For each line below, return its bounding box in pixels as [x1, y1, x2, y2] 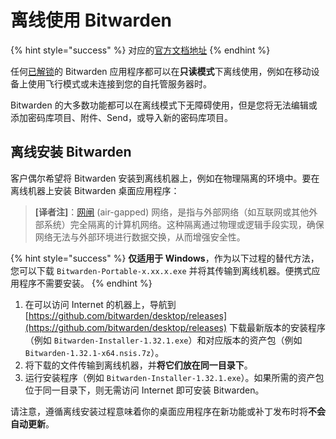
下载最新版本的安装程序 [229, 321, 327, 333]
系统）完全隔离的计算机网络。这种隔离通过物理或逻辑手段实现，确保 [43, 218, 325, 230]
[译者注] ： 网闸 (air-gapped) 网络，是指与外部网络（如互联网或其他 [34, 206, 310, 218]
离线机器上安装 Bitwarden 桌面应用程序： [10, 184, 180, 196]
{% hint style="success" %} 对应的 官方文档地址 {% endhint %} [10, 44, 271, 56]
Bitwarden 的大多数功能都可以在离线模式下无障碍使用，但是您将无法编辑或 [10, 99, 318, 111]
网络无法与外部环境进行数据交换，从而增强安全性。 [34, 231, 246, 243]
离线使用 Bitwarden [10, 9, 173, 32]
